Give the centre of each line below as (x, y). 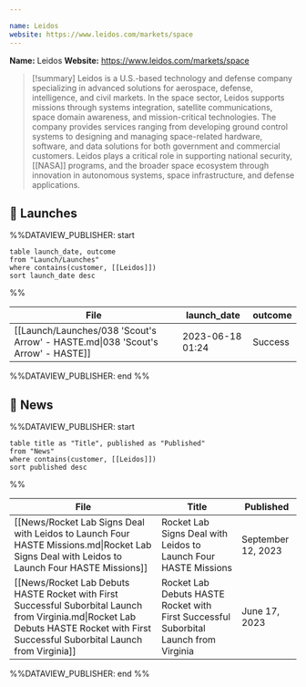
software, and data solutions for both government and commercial (156, 146)
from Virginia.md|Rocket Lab (75, 617)
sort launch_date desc (52, 276)
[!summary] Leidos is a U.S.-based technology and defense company (162, 78)
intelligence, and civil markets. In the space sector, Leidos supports (158, 98)
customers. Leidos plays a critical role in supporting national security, (162, 155)
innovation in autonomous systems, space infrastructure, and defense (163, 175)
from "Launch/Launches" (55, 260)
